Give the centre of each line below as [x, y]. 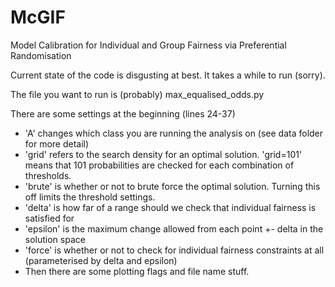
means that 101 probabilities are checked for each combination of [159, 165]
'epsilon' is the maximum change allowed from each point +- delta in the [174, 228]
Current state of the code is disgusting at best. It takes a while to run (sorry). [168, 75]
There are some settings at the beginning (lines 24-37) [123, 113]
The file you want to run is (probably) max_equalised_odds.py [137, 94]
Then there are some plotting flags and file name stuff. [137, 271]
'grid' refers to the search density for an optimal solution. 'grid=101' [163, 154]
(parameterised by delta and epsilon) [101, 260]
